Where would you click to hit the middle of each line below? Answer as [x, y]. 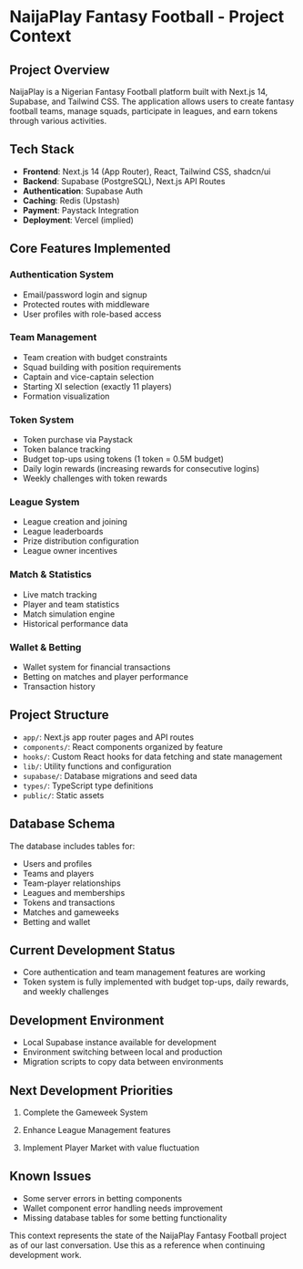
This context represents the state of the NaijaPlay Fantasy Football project [148, 1235]
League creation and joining [75, 522]
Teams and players [58, 873]
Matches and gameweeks [71, 912]
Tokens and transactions [69, 902]
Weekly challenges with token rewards [95, 478]
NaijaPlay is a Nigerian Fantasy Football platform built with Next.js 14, [139, 92]
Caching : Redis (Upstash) [71, 200]
